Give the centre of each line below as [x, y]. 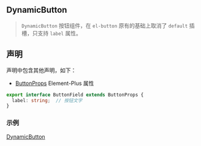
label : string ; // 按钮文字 [47, 100]
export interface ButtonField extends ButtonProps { [75, 95]
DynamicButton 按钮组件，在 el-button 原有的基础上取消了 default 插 [108, 25]
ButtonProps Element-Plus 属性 [55, 83]
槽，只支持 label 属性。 [51, 33]
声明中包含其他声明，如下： [41, 70]
